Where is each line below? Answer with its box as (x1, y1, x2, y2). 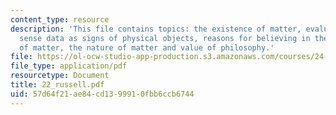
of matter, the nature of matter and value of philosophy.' (19, 42, 275, 53)
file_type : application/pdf (10, 61, 128, 71)
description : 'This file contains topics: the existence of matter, (10, 24, 302, 34)
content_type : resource (10, 14, 110, 25)
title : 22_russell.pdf (10, 80, 105, 90)
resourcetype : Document (10, 71, 110, 81)
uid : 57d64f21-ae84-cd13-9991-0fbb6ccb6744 (10, 89, 195, 99)
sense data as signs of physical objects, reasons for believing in (19, 33, 311, 43)
